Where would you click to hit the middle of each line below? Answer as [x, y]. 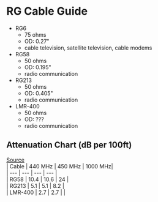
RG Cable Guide [47, 11]
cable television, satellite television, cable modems [88, 48]
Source [15, 160]
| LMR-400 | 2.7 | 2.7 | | [36, 192]
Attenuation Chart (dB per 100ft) [69, 145]
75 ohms [35, 34]
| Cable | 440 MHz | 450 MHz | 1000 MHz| [60, 166]
